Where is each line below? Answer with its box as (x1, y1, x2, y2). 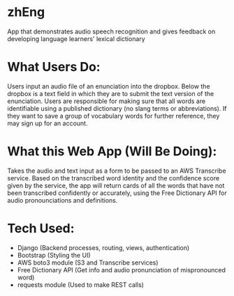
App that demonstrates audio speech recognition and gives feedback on (7, 27, 216, 36)
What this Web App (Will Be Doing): (7, 143, 217, 159)
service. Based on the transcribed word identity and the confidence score (7, 173, 220, 182)
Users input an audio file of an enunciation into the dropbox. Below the (7, 81, 211, 91)
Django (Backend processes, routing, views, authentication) (17, 243, 190, 251)
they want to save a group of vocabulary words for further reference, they (7, 111, 220, 120)
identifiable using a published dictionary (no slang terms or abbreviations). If (7, 104, 227, 112)
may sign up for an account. (7, 119, 88, 127)
